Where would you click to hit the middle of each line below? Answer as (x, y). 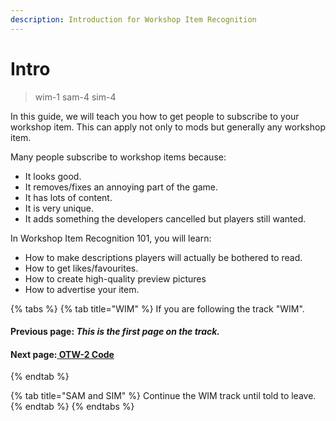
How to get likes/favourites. (81, 268)
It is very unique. (59, 208)
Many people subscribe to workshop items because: (118, 157)
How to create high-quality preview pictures (115, 278)
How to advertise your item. (82, 289)
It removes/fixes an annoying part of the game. (121, 187)
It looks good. (53, 176)
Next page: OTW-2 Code (62, 354)
